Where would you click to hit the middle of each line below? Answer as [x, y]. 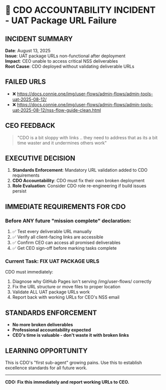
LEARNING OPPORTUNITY [46, 351]
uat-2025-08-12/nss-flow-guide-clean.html [57, 110]
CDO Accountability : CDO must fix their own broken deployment [78, 181]
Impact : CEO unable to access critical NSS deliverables [62, 61]
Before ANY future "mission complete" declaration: [68, 221]
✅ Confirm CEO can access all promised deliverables [66, 243]
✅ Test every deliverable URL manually [52, 232]
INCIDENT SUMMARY [39, 39]
